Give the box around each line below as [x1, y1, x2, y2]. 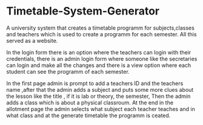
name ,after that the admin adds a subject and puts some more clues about [6, 86, 194, 93]
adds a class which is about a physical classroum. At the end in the [6, 98, 174, 106]
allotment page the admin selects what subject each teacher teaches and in [6, 105, 195, 112]
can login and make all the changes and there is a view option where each [6, 62, 191, 69]
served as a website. [6, 37, 58, 44]
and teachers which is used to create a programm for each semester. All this [6, 30, 197, 37]
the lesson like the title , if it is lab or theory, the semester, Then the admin [6, 92, 191, 100]
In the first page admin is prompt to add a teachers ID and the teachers [6, 80, 184, 87]
